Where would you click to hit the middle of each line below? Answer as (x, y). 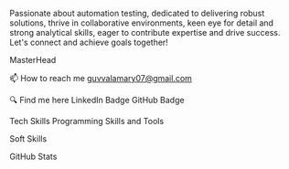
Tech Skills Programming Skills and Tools (87, 121)
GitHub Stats (33, 156)
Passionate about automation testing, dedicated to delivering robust (137, 13)
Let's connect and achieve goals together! (89, 42)
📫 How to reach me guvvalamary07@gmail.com (101, 78)
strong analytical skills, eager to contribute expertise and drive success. (145, 32)
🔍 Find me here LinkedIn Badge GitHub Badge (97, 100)
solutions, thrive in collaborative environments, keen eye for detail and (142, 23)
